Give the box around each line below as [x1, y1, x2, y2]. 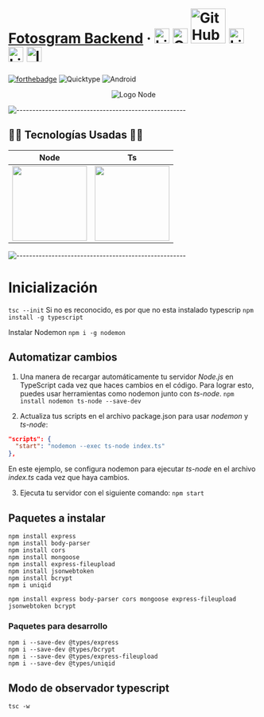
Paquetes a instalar [8, 511, 106, 525]
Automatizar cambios [8, 351, 118, 364]
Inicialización [8, 278, 98, 297]
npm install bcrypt [8, 574, 73, 582]
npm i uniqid [8, 581, 52, 589]
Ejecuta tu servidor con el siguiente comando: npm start [19, 488, 205, 498]
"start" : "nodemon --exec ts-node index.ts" [15, 443, 165, 451]
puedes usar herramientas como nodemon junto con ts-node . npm [19, 388, 235, 398]
